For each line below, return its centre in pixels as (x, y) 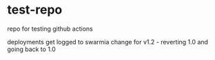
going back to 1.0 (32, 49)
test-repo (35, 10)
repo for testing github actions (50, 29)
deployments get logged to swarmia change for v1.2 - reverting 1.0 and (108, 42)
